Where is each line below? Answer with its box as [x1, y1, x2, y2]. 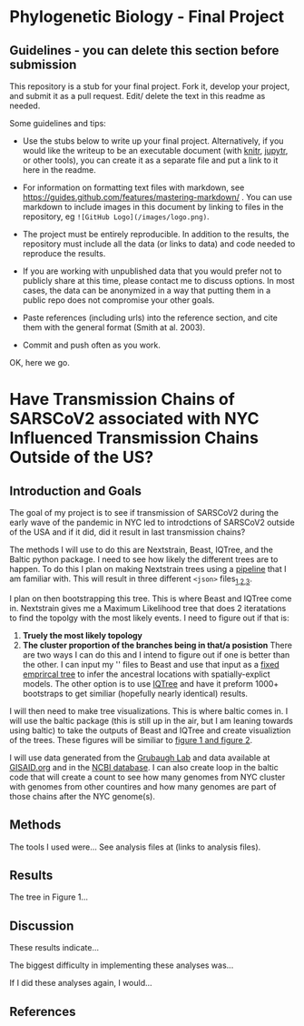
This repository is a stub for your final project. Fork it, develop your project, [9, 81, 290, 92]
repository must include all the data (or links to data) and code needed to [22, 238, 296, 249]
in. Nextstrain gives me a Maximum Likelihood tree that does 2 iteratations [9, 602, 287, 613]
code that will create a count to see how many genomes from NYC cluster [9, 771, 286, 782]
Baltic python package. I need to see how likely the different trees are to [9, 554, 279, 565]
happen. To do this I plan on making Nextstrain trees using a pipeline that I [9, 564, 288, 574]
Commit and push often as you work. [22, 339, 162, 350]
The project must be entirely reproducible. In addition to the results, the [22, 229, 289, 239]
